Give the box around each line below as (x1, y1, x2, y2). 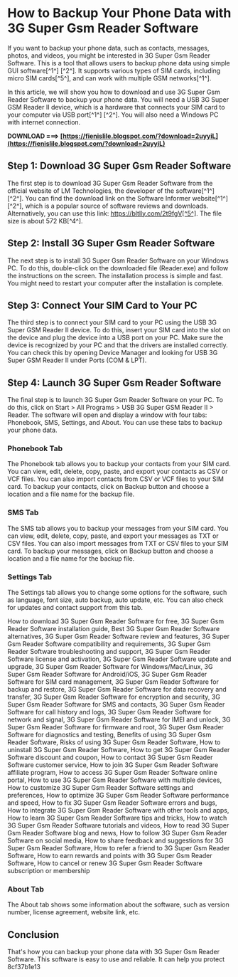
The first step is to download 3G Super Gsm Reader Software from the (7, 179, 213, 187)
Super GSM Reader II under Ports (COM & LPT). (7, 356, 147, 364)
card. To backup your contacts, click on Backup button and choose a (7, 482, 210, 491)
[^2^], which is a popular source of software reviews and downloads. (7, 201, 209, 210)
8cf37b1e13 (7, 963, 41, 971)
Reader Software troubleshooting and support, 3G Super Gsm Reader (7, 648, 211, 656)
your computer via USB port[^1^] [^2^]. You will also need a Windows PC (7, 110, 219, 119)
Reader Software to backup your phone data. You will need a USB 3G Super (7, 95, 229, 104)
